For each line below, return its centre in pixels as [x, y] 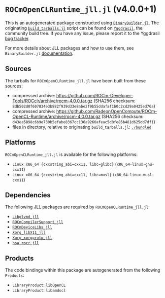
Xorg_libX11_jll [29, 233]
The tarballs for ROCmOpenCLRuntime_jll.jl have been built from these [76, 80]
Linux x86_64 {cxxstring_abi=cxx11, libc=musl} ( [63, 174]
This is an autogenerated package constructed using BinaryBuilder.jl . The [82, 23]
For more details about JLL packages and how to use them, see [70, 48]
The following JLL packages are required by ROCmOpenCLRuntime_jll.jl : [78, 207]
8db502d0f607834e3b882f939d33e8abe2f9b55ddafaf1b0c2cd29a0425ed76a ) [84, 106]
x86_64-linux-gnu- [135, 164]
